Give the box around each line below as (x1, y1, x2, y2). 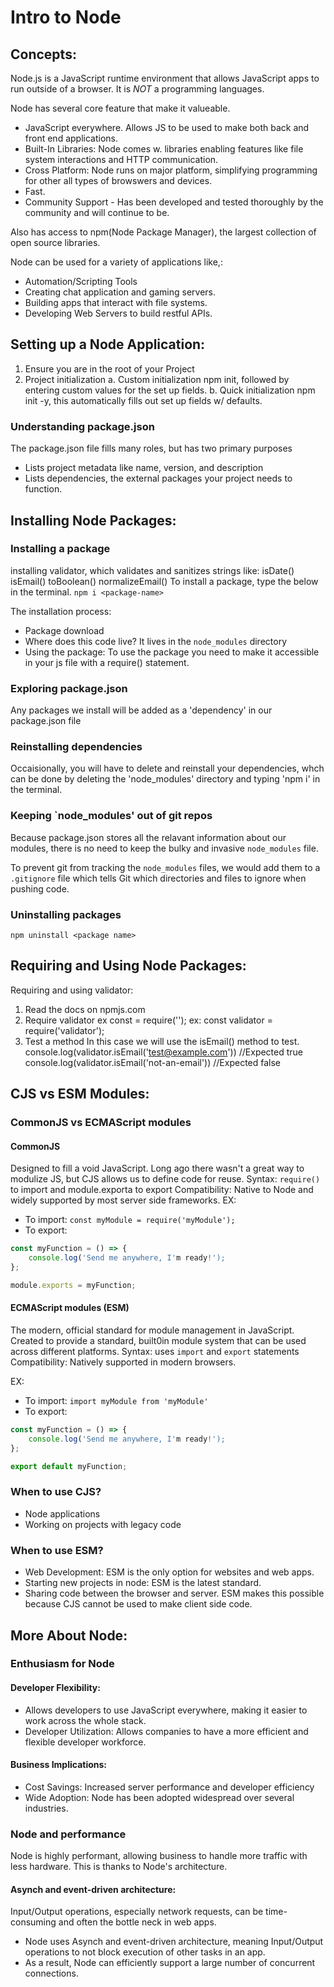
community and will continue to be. (24, 207, 170, 218)
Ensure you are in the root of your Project (24, 362, 195, 375)
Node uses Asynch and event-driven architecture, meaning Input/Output (24, 1936, 324, 1948)
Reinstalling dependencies (10, 740, 143, 754)
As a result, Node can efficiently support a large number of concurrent (24, 1957, 316, 1969)
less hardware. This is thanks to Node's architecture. (10, 1861, 228, 1873)
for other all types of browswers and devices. (24, 175, 213, 186)
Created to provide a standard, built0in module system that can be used (10, 1335, 307, 1347)
